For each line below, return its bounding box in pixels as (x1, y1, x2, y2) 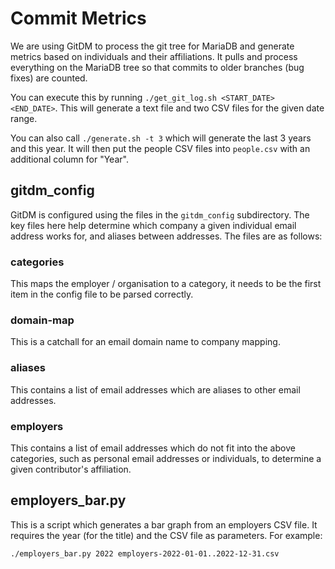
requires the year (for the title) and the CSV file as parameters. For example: (10, 529, 323, 541)
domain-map (10, 313, 75, 327)
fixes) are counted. (10, 72, 88, 84)
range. (10, 112, 38, 124)
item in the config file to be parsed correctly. (10, 288, 194, 301)
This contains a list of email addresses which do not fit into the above (10, 442, 296, 454)
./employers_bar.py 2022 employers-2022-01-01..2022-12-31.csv (10, 548, 280, 559)
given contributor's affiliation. (10, 463, 132, 475)
